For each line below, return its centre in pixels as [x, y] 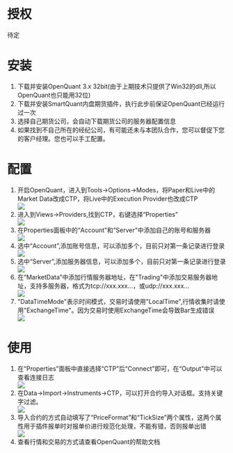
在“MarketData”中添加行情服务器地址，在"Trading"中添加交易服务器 [114, 277]
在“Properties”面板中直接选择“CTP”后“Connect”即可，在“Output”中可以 [120, 368]
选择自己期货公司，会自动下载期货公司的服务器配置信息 [96, 121]
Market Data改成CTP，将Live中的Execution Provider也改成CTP [107, 199]
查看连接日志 [35, 377]
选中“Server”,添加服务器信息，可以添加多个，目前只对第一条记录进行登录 [121, 261]
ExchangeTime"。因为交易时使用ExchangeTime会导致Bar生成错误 [121, 310]
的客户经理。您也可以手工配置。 [63, 138]
